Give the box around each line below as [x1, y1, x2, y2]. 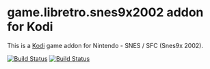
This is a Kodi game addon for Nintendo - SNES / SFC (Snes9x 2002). [7, 41, 204, 49]
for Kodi [7, 19, 53, 34]
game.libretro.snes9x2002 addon [7, 5, 204, 20]
